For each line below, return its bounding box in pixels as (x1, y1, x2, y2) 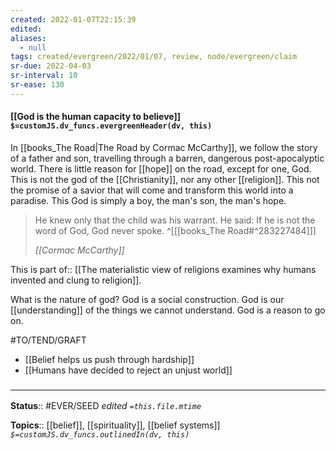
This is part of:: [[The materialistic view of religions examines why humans (10, 263, 317, 275)
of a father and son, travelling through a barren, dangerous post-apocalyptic (10, 152, 325, 164)
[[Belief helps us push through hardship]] (24, 353, 195, 365)
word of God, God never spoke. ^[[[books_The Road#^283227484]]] (34, 224, 317, 236)
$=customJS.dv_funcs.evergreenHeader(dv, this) (10, 121, 213, 131)
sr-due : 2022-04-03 (10, 61, 92, 71)
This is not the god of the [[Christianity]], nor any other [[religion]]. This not (10, 173, 320, 185)
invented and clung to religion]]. (10, 274, 142, 286)
